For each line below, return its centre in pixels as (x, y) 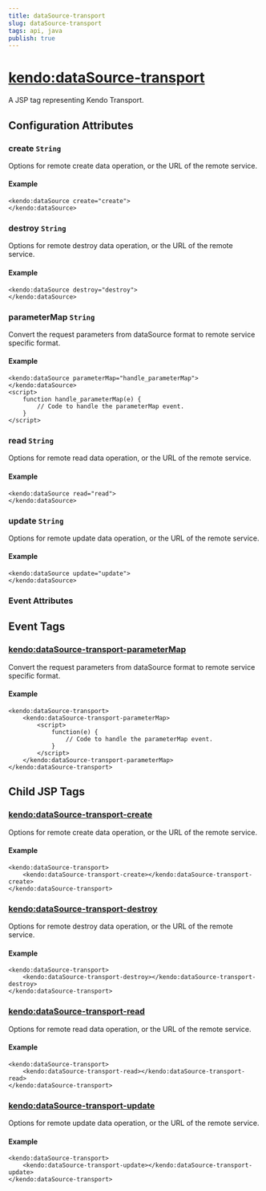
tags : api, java (35, 31)
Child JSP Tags (47, 792)
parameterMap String (52, 316)
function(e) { (75, 732)
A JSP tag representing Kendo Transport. (76, 100)
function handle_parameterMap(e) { (82, 400)
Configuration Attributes (71, 125)
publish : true (32, 38)
